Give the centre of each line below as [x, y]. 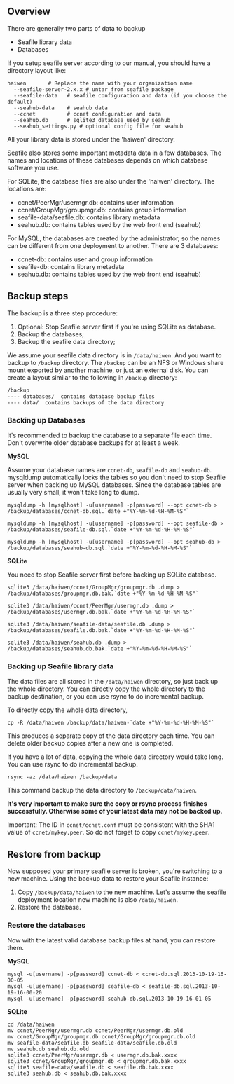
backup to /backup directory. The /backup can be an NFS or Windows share [116, 362]
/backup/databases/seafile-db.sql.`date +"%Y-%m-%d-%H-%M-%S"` [102, 529]
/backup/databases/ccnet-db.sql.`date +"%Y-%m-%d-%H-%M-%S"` [98, 511]
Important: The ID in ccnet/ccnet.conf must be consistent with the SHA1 [111, 825]
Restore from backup [54, 854]
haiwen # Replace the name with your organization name [100, 83]
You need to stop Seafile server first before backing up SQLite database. [112, 575]
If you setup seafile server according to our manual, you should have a [109, 63]
